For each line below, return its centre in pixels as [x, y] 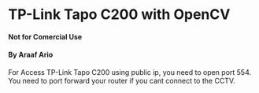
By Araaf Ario [31, 55]
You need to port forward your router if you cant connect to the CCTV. [122, 80]
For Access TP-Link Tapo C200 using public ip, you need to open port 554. [130, 72]
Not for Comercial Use [45, 36]
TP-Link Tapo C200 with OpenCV [119, 15]
